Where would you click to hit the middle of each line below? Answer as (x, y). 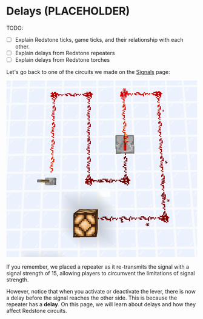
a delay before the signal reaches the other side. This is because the (92, 298)
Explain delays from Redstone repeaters (65, 53)
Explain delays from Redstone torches (62, 60)
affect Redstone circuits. (37, 311)
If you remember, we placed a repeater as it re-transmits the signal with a (98, 267)
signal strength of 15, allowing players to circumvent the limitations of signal (101, 273)
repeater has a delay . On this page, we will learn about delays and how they (101, 304)
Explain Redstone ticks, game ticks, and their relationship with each (99, 39)
